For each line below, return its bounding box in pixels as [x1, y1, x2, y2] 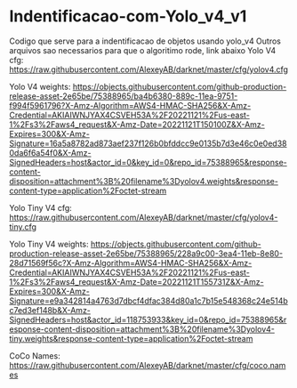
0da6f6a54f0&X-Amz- [9, 147, 92, 158]
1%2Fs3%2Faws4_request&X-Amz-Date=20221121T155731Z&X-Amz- [9, 276, 264, 287]
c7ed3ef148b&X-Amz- [9, 304, 92, 315]
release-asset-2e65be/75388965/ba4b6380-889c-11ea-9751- [9, 91, 238, 101]
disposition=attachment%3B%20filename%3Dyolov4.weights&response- [9, 175, 278, 186]
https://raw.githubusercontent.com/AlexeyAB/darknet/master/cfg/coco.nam [9, 360, 286, 370]
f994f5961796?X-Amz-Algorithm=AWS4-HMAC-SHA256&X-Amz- [9, 100, 252, 110]
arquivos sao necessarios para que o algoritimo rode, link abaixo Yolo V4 [9, 44, 277, 55]
